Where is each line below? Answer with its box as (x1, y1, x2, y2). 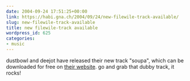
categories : (6, 36, 35, 41)
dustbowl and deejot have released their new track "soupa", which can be (6, 57, 184, 64)
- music (6, 41, 25, 47)
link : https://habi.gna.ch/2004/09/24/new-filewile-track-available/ (6, 14, 179, 20)
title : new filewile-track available (6, 24, 98, 31)
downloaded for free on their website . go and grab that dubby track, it (6, 63, 174, 70)
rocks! (6, 69, 22, 76)
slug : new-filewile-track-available (6, 19, 95, 25)
